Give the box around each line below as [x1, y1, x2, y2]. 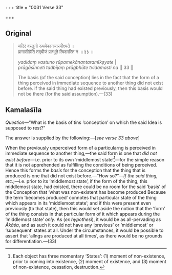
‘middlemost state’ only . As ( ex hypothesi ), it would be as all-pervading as [5, 216, 161, 223]
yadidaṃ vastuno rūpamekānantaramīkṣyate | [17, 59, 117, 65]
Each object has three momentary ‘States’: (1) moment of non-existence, [12, 253, 166, 259]
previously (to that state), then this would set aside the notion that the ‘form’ [5, 206, 165, 212]
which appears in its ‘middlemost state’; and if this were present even [5, 200, 151, 206]
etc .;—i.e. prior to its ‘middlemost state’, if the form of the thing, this [5, 178, 147, 185]
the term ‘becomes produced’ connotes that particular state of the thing [5, 195, 157, 201]
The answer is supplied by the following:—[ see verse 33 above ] [5, 135, 140, 141]
